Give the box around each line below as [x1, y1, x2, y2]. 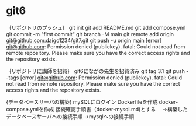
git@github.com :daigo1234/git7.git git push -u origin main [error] [6, 37, 162, 44]
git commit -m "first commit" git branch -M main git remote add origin [6, 30, 174, 37]
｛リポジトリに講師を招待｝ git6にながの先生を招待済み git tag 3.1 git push [6, 67, 185, 74]
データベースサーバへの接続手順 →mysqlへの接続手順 [6, 113, 135, 120]
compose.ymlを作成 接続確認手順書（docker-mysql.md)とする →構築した [6, 106, 188, 113]
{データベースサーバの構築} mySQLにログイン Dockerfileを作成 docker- [6, 98, 178, 106]
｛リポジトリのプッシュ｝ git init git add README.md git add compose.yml [6, 24, 186, 31]
